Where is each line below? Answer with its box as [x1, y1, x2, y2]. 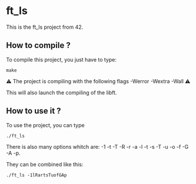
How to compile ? [6, 40, 71, 50]
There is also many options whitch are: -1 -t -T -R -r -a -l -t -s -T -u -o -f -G [6, 143, 189, 150]
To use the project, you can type [6, 121, 85, 128]
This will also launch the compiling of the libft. [6, 89, 117, 96]
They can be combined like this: [6, 161, 84, 168]
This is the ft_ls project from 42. [6, 23, 84, 30]
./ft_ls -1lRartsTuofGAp [6, 172, 67, 178]
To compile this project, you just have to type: [6, 56, 117, 63]
